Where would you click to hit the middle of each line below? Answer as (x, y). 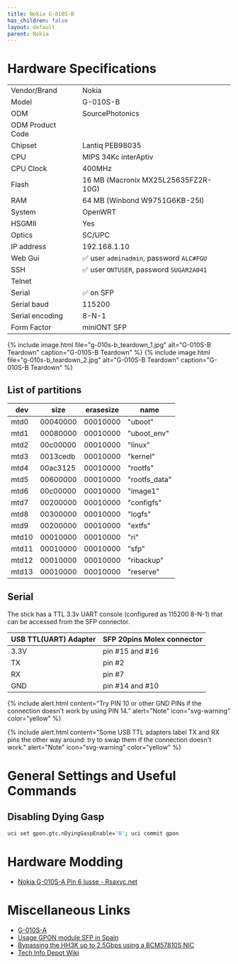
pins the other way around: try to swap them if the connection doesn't (109, 740)
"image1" (143, 491)
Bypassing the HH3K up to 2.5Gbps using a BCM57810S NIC (106, 945)
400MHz (97, 169)
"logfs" (139, 514)
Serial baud (30, 305)
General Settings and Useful (92, 776)
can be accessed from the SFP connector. (69, 621)
